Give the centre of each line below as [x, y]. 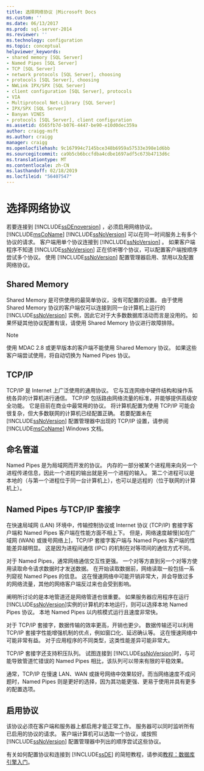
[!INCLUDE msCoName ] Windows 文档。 [57, 429]
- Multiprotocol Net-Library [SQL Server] [61, 103]
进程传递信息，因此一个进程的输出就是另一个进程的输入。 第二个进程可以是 [100, 473]
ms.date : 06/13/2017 [33, 23]
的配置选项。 [22, 689]
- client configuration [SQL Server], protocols [69, 92]
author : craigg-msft [33, 131]
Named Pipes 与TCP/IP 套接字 [63, 509]
